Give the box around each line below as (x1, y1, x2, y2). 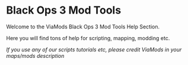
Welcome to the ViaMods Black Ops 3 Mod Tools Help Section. (6, 23, 160, 30)
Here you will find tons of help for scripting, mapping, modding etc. (6, 34, 170, 41)
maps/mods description (6, 52, 65, 59)
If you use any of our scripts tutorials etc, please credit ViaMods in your (6, 45, 182, 53)
